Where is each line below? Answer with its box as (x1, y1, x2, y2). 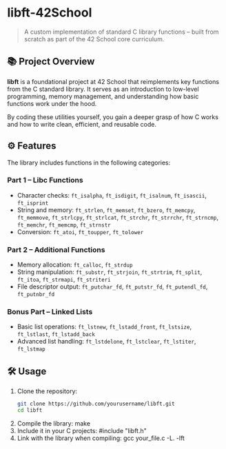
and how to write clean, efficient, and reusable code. (7, 120, 157, 128)
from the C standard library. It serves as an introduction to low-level (7, 85, 199, 93)
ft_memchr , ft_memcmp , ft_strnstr (17, 220, 112, 229)
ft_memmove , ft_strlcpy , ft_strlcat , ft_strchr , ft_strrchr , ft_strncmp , (17, 213, 219, 221)
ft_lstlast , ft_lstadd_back (17, 330, 95, 338)
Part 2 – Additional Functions (7, 244, 105, 254)
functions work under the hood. (7, 99, 97, 107)
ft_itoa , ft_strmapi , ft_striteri (17, 275, 112, 284)
